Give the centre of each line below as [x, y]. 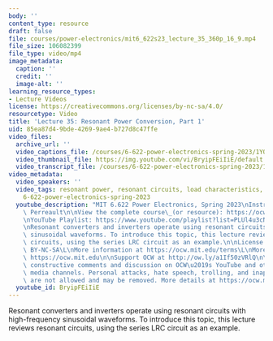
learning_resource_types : [52, 91]
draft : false [30, 31]
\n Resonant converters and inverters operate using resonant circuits [145, 227]
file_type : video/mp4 [45, 54]
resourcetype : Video [43, 114]
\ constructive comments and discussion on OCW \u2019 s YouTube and [139, 265]
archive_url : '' [43, 144]
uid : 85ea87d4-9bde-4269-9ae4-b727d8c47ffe [83, 129]
